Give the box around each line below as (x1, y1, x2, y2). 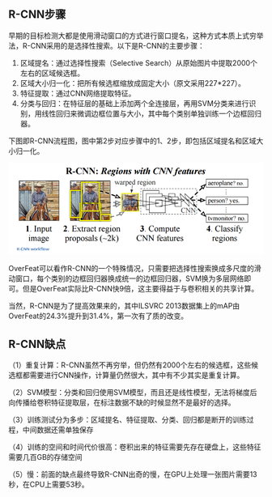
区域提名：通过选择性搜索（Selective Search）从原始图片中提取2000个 (19, 57, 257, 67)
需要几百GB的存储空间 (8, 452, 83, 462)
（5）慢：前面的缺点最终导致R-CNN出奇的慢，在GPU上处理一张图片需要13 (8, 469, 257, 479)
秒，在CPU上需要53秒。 (8, 480, 89, 490)
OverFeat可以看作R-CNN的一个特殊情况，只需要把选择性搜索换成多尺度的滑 (8, 264, 261, 274)
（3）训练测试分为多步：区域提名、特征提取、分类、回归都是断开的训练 (8, 415, 247, 425)
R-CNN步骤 (8, 7, 66, 22)
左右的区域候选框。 (19, 68, 85, 78)
